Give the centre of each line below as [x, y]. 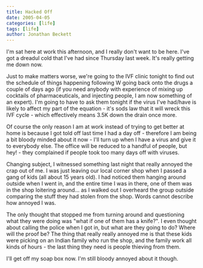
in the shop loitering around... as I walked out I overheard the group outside [100, 190]
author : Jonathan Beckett [39, 35]
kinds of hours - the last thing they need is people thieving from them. [93, 247]
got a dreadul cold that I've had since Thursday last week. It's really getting [100, 58]
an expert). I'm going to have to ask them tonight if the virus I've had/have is [101, 102]
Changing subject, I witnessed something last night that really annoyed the [99, 164]
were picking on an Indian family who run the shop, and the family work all [99, 241]
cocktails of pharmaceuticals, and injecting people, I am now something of [99, 96]
